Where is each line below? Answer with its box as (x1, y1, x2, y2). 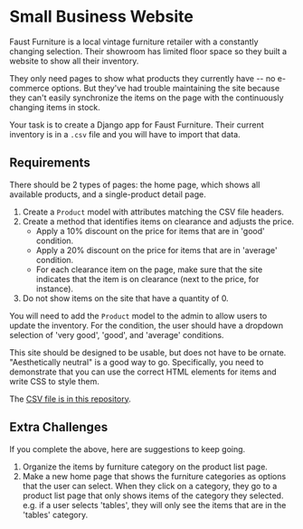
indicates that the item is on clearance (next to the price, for (35, 273, 260, 284)
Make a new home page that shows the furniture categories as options (22, 470, 287, 481)
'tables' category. (22, 509, 89, 520)
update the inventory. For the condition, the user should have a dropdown (9, 319, 284, 331)
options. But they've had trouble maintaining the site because (51, 82, 280, 93)
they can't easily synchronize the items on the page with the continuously (9, 92, 284, 103)
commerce (9, 82, 50, 93)
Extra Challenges (9, 420, 109, 435)
